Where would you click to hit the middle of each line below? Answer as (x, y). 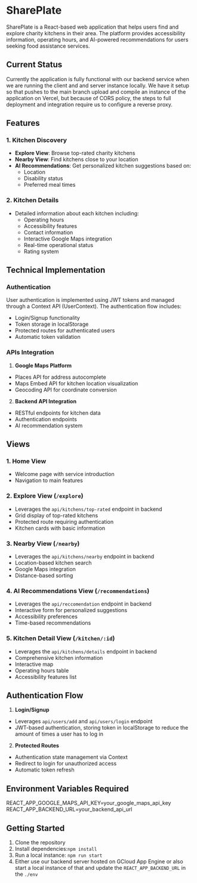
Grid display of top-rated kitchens (56, 515)
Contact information (48, 232)
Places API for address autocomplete (60, 377)
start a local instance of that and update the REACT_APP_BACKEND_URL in (100, 868)
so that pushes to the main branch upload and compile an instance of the (96, 92)
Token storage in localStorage (52, 324)
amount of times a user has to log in (59, 734)
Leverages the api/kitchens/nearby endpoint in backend (84, 556)
